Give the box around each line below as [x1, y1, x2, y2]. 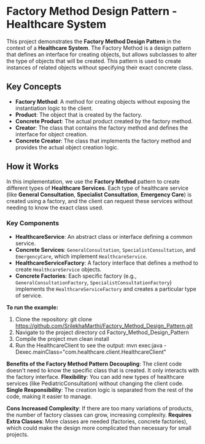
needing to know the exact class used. [6, 204, 104, 211]
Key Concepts [6, 82, 61, 92]
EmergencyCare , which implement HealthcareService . [15, 252, 147, 260]
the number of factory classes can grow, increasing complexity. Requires [6, 411, 192, 418]
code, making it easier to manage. [6, 392, 93, 400]
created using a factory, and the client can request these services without [6, 197, 193, 204]
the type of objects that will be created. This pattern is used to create [6, 57, 182, 64]
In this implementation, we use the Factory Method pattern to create [6, 177, 180, 185]
